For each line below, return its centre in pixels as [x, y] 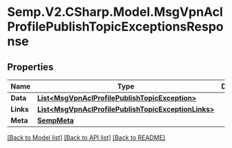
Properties [30, 67]
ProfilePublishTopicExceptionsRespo [116, 27]
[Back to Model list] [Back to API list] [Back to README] [86, 138]
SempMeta [55, 120]
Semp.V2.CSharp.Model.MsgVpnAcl [115, 12]
